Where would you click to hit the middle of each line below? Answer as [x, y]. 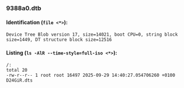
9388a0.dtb [24, 8]
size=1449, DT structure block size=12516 [59, 40]
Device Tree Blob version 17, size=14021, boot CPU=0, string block [92, 35]
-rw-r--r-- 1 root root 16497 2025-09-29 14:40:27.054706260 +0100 [91, 75]
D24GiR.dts [19, 80]
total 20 [17, 70]
